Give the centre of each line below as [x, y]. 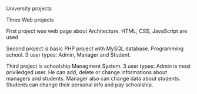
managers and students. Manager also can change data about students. [93, 79]
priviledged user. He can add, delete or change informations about [87, 72]
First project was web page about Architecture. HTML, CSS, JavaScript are [97, 31]
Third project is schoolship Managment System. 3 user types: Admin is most [98, 66]
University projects [29, 8]
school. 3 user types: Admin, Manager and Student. [69, 55]
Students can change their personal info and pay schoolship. [80, 85]
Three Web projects [30, 20]
